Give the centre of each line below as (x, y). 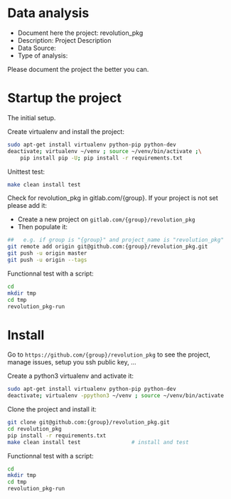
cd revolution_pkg (34, 429)
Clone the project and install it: (52, 409)
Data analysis (48, 13)
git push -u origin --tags (47, 260)
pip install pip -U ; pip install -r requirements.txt (101, 158)
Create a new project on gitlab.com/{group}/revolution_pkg (106, 219)
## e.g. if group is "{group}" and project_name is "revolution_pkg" (116, 240)
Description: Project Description (64, 40)
